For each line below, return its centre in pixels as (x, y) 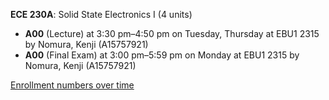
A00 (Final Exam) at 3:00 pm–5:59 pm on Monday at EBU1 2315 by (162, 55)
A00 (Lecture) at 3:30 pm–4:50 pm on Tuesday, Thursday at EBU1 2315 (172, 33)
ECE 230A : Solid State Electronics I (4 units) (101, 14)
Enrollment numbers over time (72, 85)
